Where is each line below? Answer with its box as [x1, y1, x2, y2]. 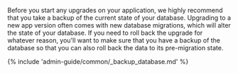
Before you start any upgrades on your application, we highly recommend [7, 6, 223, 14]
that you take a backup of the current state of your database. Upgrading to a [7, 13, 232, 22]
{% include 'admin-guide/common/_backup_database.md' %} [7, 57, 189, 66]
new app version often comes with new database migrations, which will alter [7, 21, 231, 29]
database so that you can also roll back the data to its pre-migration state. [7, 44, 224, 52]
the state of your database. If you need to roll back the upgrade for [7, 28, 203, 37]
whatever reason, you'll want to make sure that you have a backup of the [7, 36, 221, 45]
